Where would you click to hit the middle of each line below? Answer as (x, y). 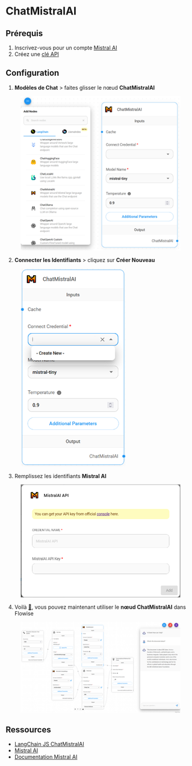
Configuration (33, 73)
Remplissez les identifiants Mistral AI (60, 476)
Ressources (29, 730)
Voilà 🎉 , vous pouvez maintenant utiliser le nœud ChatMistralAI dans (100, 607)
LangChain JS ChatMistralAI (49, 744)
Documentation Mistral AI (46, 757)
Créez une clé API (37, 54)
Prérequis (24, 33)
